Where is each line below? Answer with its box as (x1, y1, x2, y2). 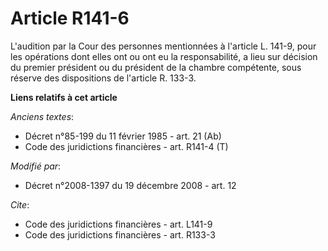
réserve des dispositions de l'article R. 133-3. (10, 72, 197, 84)
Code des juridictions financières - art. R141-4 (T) (24, 140, 229, 152)
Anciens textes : (10, 110, 75, 122)
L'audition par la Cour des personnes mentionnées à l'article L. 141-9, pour (10, 40, 317, 52)
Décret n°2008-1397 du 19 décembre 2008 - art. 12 (24, 179, 237, 191)
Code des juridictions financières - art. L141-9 (24, 218, 213, 230)
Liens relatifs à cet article (10, 91, 118, 103)
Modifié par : (10, 160, 62, 172)
